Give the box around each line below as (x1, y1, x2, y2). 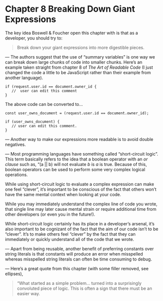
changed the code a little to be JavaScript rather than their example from (5, 69, 151, 75)
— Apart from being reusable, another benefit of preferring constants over (5, 245, 154, 252)
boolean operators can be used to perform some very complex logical (5, 166, 145, 172)
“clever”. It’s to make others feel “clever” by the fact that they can (5, 231, 136, 237)
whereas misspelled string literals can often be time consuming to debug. (5, 256, 152, 262)
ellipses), (5, 271, 23, 277)
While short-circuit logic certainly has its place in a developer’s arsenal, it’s (5, 221, 155, 226)
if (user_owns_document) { (5, 119, 60, 124)
